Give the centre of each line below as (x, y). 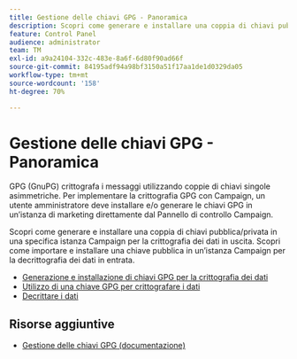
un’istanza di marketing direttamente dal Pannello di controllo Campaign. (141, 215)
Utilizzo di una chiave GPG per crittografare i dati (111, 287)
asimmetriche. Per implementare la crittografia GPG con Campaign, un (137, 196)
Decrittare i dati (50, 296)
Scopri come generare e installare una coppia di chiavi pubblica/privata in (143, 232)
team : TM (25, 51)
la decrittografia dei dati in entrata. (72, 260)
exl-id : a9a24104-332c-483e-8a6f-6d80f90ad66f (96, 59)
